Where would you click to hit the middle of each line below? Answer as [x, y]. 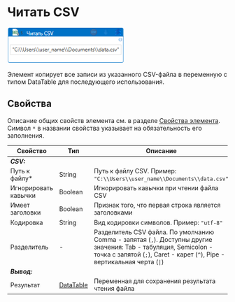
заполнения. [26, 135]
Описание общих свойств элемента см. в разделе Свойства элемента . [114, 120]
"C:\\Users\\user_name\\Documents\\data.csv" [161, 179]
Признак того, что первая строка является [157, 205]
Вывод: [21, 271]
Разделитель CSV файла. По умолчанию [154, 232]
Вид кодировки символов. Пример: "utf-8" [158, 222]
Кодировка [27, 222]
